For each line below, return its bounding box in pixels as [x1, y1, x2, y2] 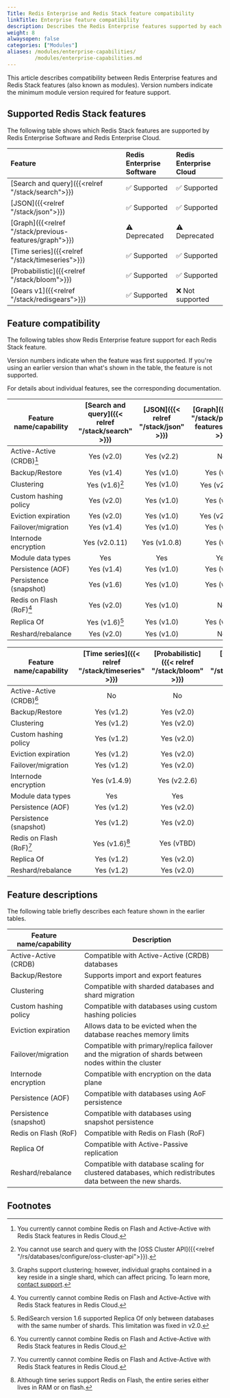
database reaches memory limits [84, 1030, 190, 1040]
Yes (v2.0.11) [83, 538, 128, 548]
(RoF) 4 [10, 604, 33, 615]
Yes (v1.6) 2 [86, 478, 125, 490]
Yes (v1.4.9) [91, 776, 132, 786]
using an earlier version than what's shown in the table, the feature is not [7, 364, 213, 372]
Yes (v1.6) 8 [92, 838, 131, 848]
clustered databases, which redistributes [84, 1168, 216, 1178]
